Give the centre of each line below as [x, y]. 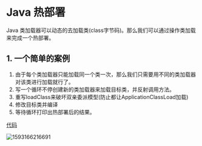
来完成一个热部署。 [30, 37]
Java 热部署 [36, 12]
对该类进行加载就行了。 [44, 81]
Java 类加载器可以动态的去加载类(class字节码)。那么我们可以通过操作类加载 [101, 30]
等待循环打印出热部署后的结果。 [55, 112]
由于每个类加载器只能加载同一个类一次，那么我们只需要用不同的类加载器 [105, 74]
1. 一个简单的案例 [38, 59]
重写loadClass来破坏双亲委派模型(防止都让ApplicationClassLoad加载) [102, 97]
